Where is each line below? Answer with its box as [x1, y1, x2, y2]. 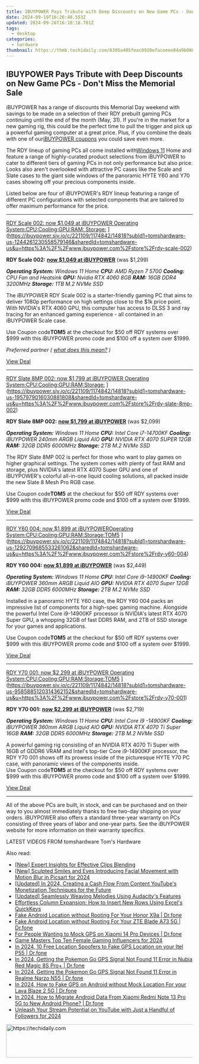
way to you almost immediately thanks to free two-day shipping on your [6, 808, 182, 815]
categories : [6, 36, 36, 42]
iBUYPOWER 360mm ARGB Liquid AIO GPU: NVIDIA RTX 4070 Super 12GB [6, 579, 189, 586]
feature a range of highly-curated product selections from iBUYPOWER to [6, 153, 185, 160]
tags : [6, 25, 20, 31]
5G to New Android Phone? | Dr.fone [14, 999, 104, 1006]
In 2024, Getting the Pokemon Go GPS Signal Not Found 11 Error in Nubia [14, 955, 192, 963]
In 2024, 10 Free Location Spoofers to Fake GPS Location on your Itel [14, 943, 184, 950]
